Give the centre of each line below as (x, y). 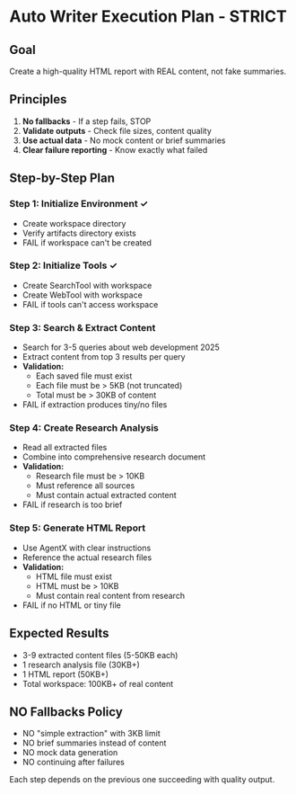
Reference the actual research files (87, 557)
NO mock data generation (70, 753)
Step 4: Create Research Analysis (84, 428)
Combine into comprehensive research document (114, 457)
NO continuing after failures (74, 763)
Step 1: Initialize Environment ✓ (79, 204)
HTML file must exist (74, 576)
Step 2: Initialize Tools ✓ (64, 265)
